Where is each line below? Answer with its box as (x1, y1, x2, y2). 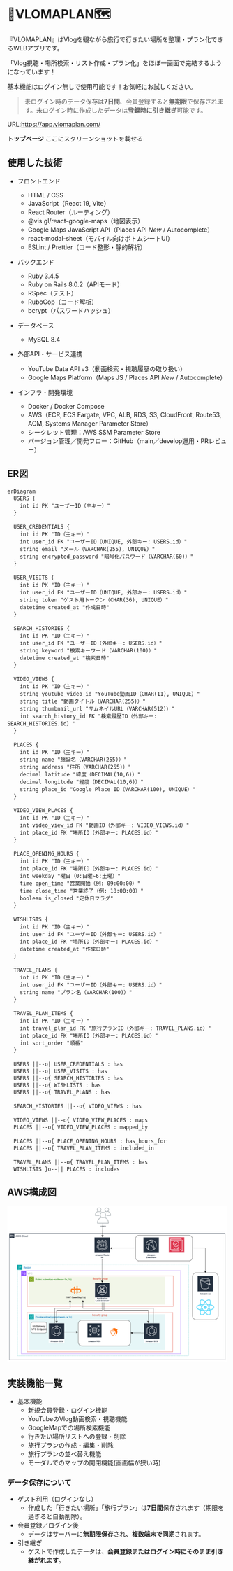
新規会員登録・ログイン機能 (27, 1406, 108, 1415)
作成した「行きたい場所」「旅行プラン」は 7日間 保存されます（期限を (27, 1504, 225, 1512)
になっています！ (7, 67, 57, 76)
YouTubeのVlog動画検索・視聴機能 (27, 1415, 128, 1423)
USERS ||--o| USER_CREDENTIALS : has (13, 1061, 123, 1068)
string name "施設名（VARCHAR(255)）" (20, 756, 128, 763)
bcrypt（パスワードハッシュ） (27, 306, 114, 314)
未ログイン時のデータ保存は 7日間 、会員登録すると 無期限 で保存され (24, 97, 218, 106)
